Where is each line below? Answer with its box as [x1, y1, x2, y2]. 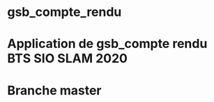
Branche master [7, 83, 102, 98]
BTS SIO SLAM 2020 [7, 51, 128, 67]
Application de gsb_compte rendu [7, 36, 208, 52]
